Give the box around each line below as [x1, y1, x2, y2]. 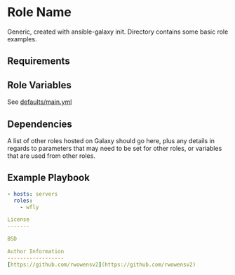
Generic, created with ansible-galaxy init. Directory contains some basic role [7, 27, 229, 36]
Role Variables [7, 79, 72, 91]
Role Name [7, 4, 72, 20]
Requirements [7, 55, 70, 67]
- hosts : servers [7, 190, 58, 197]
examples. [7, 34, 37, 43]
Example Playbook [7, 172, 90, 184]
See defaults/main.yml [7, 98, 72, 106]
